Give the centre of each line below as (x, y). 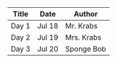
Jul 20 (48, 49)
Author (86, 14)
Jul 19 (48, 37)
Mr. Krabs (81, 26)
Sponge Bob (86, 49)
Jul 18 (48, 26)
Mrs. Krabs (83, 37)
